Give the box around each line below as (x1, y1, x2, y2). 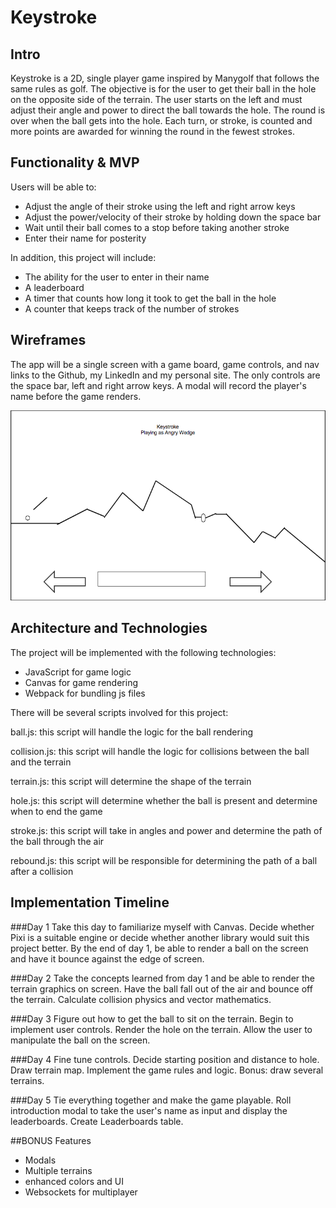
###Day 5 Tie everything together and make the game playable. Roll (10, 1094, 292, 1106)
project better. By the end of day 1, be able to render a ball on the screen (10, 942, 309, 954)
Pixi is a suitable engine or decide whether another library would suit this (10, 931, 310, 943)
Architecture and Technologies (10, 620, 208, 637)
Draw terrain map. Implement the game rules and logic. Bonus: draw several (10, 1064, 324, 1076)
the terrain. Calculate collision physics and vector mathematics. (10, 993, 272, 1005)
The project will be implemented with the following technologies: (10, 646, 277, 658)
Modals (24, 1154, 57, 1166)
